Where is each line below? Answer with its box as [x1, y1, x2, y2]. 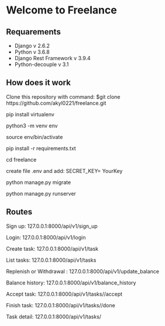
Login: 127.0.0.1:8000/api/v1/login [6, 234, 86, 241]
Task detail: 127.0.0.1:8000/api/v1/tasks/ [6, 313, 101, 320]
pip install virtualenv [6, 110, 54, 117]
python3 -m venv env [6, 122, 58, 129]
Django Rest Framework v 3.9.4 [14, 55, 91, 61]
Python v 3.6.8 [14, 48, 50, 56]
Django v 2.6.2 [14, 42, 50, 49]
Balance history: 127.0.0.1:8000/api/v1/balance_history [6, 279, 136, 286]
